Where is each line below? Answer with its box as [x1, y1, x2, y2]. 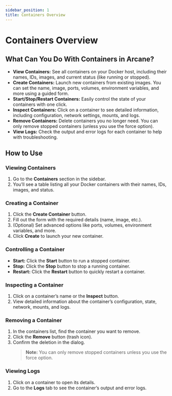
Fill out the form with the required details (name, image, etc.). [12, 217, 142, 223]
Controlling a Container [5, 246, 65, 253]
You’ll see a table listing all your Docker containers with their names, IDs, [12, 181, 167, 187]
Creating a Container [5, 200, 59, 207]
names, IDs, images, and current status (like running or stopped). [12, 74, 150, 80]
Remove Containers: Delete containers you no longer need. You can [12, 118, 158, 124]
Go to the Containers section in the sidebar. [12, 176, 106, 182]
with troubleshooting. [12, 134, 58, 140]
